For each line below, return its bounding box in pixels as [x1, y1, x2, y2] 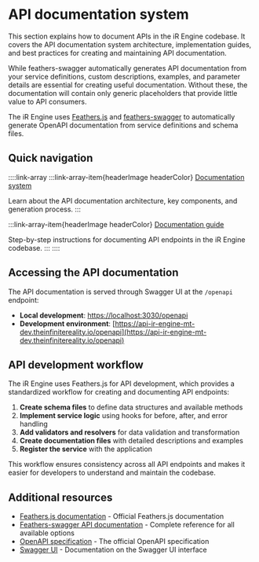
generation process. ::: [8, 204, 81, 214]
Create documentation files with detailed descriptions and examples [19, 436, 243, 446]
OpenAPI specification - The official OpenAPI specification [19, 537, 210, 546]
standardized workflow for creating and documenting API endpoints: [8, 388, 230, 397]
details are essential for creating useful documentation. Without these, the [8, 80, 248, 90]
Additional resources [8, 490, 113, 504]
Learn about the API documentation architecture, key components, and [8, 196, 238, 205]
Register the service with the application [19, 444, 153, 454]
